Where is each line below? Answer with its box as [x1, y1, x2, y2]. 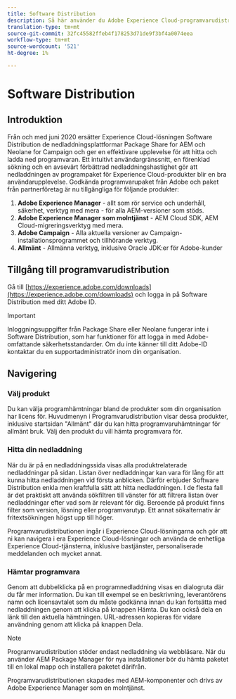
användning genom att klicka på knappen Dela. [7, 620, 143, 629]
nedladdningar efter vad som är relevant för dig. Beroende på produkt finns [7, 498, 225, 507]
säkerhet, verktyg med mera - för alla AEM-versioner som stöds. [17, 206, 204, 215]
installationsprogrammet [17, 236, 88, 244]
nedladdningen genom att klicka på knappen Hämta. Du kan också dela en [7, 605, 223, 613]
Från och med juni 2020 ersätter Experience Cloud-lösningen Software [7, 132, 213, 141]
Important [7, 311, 36, 320]
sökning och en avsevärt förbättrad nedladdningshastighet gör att [7, 163, 198, 171]
